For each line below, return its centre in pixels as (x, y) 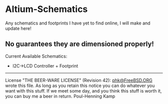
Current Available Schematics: (36, 56)
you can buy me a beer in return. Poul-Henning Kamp (60, 96)
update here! (18, 28)
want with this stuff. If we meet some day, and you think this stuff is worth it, (83, 90)
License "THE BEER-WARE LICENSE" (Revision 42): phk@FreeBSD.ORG (79, 80)
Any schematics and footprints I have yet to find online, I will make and (78, 23)
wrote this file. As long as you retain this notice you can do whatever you (80, 85)
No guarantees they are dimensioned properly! (79, 44)
